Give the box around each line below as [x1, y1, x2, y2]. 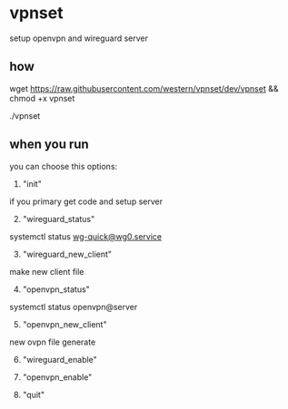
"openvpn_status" [22, 284, 91, 295]
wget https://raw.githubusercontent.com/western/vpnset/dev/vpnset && [9, 83, 279, 93]
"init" [22, 178, 43, 189]
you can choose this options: [9, 161, 118, 171]
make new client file [9, 266, 84, 277]
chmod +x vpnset [9, 93, 75, 103]
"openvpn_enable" [22, 371, 93, 383]
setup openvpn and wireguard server [9, 33, 148, 44]
